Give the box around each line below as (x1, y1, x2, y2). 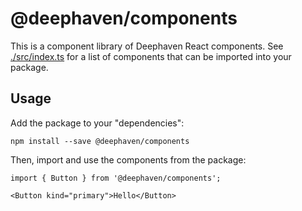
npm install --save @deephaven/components (10, 136, 190, 146)
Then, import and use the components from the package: (10, 153, 247, 166)
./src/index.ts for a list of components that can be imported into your (10, 50, 292, 62)
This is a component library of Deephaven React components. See (10, 40, 284, 52)
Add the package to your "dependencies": (10, 117, 185, 129)
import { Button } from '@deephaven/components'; (10, 173, 222, 183)
